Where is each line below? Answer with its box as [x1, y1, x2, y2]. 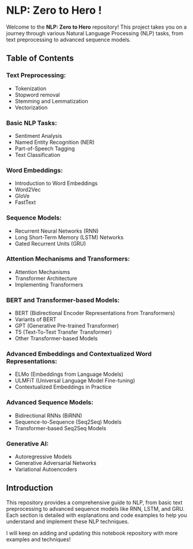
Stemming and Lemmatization [14, 97, 88, 104]
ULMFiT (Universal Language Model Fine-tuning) [14, 377, 135, 384]
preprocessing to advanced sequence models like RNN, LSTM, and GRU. [6, 505, 185, 512]
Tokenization [14, 85, 46, 92]
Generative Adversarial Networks [14, 459, 96, 466]
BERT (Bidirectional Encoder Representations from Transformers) [14, 310, 175, 317]
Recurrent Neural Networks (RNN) [14, 227, 99, 235]
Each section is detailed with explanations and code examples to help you [6, 511, 188, 519]
